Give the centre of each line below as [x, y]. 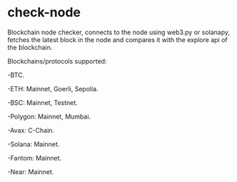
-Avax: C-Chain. [31, 130]
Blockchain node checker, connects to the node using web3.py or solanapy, [119, 32]
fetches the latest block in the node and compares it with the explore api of [117, 39]
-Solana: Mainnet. [34, 144]
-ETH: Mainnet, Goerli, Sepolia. [53, 89]
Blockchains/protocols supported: [57, 61]
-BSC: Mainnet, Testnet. [43, 102]
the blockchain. [30, 47]
